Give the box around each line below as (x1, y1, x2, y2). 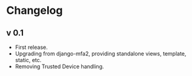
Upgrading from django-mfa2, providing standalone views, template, (15, 50, 187, 57)
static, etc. (15, 57, 42, 63)
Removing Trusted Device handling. (15, 63, 104, 70)
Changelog (6, 4, 63, 17)
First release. (15, 43, 48, 51)
